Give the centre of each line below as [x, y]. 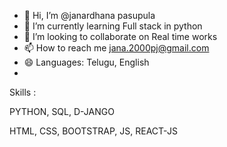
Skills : [23, 92]
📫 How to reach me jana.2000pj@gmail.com [116, 48]
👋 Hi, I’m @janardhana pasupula [89, 15]
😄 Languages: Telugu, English [86, 62]
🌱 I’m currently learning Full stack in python [113, 26]
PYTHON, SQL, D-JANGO [62, 111]
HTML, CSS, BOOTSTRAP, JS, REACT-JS [93, 131]
